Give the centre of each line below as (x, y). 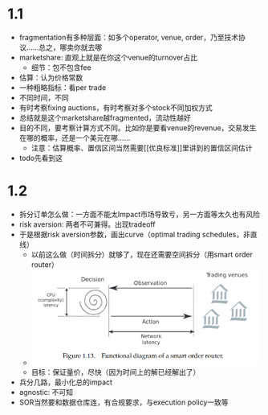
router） (45, 264)
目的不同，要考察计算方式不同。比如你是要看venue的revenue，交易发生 (138, 127)
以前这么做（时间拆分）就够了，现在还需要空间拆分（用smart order (142, 254)
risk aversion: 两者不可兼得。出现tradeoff (87, 224)
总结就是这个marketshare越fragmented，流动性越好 (105, 117)
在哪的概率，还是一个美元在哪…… (74, 138)
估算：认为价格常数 (51, 77)
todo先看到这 (41, 158)
